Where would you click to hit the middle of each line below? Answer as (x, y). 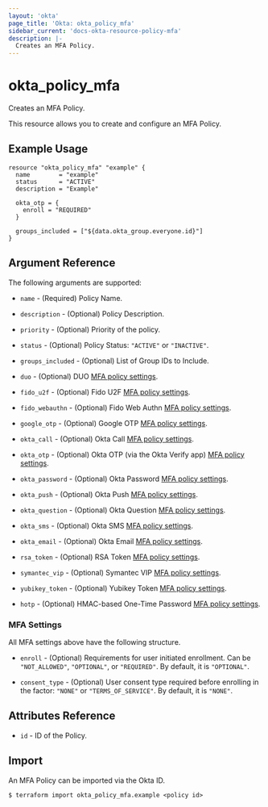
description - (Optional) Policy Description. (92, 314)
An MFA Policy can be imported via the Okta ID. (87, 780)
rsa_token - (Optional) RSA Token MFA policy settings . (110, 557)
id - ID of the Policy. (53, 735)
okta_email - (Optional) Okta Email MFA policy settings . (111, 541)
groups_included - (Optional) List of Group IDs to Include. (114, 361)
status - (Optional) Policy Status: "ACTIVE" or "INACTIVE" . (114, 345)
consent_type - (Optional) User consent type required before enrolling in (139, 682)
